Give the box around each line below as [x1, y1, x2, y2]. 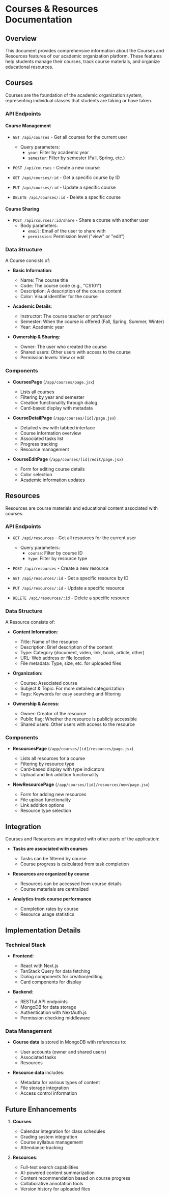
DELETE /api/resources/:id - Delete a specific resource [12, 595, 130, 601]
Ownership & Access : [12, 700, 60, 707]
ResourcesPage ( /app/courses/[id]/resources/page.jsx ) [12, 746, 134, 752]
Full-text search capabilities [20, 1164, 79, 1171]
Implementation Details [5, 926, 81, 935]
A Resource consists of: [5, 619, 55, 625]
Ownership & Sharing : [12, 334, 60, 340]
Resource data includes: [12, 1069, 65, 1076]
